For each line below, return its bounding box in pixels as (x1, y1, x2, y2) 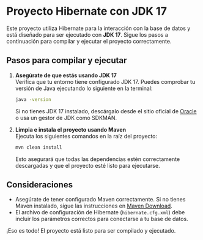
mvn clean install (15, 144, 62, 151)
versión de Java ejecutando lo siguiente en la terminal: (15, 84, 153, 92)
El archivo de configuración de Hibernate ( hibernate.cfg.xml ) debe (15, 209, 185, 216)
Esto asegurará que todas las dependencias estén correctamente (15, 155, 180, 163)
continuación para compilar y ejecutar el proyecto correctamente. (6, 37, 172, 45)
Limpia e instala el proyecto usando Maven (15, 126, 127, 133)
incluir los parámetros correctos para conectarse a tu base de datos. (15, 216, 188, 223)
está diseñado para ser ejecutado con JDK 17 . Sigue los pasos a (6, 31, 168, 38)
